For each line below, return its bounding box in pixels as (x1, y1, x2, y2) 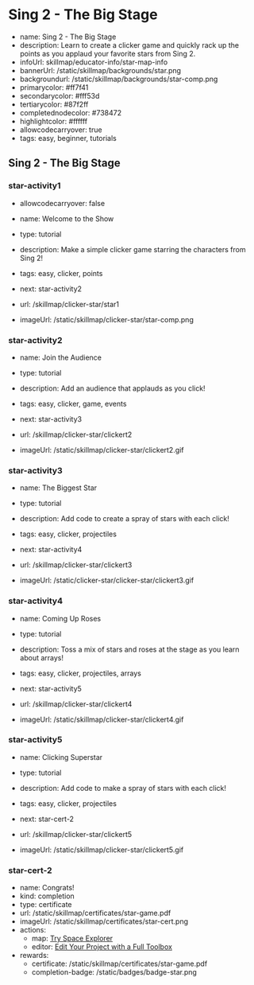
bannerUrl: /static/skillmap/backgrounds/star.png (19, 65, 181, 75)
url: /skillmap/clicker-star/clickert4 (19, 699, 133, 709)
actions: (19, 925, 46, 935)
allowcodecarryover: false (19, 198, 106, 208)
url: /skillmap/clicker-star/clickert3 (19, 560, 133, 570)
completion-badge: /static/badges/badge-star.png (31, 967, 197, 977)
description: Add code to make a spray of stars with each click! (19, 783, 227, 792)
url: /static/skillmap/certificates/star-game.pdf (19, 909, 171, 918)
